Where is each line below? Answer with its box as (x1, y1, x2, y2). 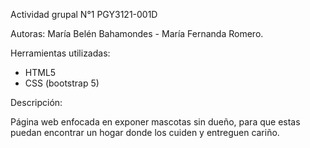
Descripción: (10, 97, 63, 108)
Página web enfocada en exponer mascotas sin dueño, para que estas (10, 116, 301, 128)
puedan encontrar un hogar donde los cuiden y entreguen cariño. (10, 127, 280, 138)
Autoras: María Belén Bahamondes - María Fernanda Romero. (10, 28, 264, 39)
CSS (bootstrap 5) (24, 77, 100, 89)
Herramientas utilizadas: (10, 47, 111, 59)
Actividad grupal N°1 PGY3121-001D (10, 9, 158, 20)
